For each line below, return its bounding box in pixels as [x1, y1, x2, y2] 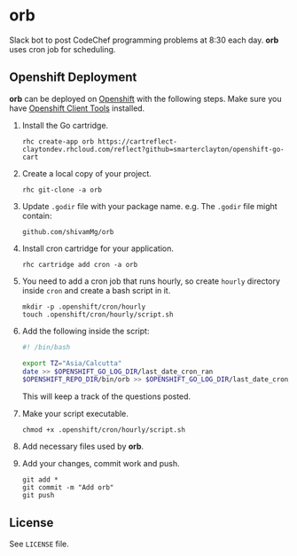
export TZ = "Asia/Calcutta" [21, 358, 122, 368]
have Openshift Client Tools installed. [9, 103, 145, 114]
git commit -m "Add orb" [21, 483, 114, 492]
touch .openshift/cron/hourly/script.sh [21, 309, 174, 319]
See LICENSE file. [9, 538, 69, 550]
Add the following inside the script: [21, 325, 150, 336]
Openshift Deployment [9, 70, 137, 85]
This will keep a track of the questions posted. [21, 391, 191, 402]
